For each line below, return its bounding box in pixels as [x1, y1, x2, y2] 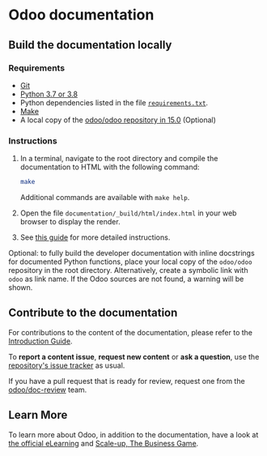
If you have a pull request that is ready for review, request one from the [8, 376, 245, 386]
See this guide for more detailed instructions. [19, 232, 171, 242]
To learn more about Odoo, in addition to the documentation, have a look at [8, 429, 259, 439]
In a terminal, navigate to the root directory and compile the [19, 154, 218, 164]
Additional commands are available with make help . [19, 193, 190, 202]
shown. [8, 283, 33, 292]
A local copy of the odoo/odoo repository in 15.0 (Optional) [19, 115, 217, 125]
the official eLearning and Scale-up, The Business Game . [8, 438, 199, 448]
